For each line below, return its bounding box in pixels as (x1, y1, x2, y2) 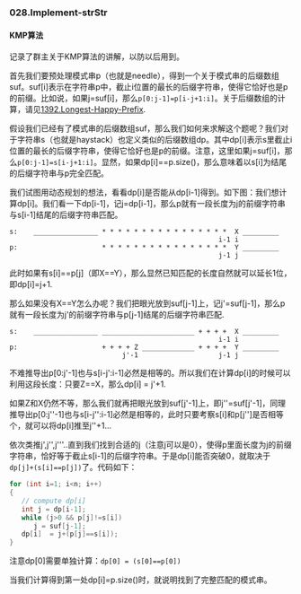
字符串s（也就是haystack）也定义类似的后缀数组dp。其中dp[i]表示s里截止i (16, 135, 293, 145)
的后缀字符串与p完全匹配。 (9, 168, 110, 179)
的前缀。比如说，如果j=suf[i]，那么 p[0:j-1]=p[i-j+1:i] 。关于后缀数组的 (9, 92, 279, 104)
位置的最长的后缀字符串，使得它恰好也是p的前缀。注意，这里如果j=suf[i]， (9, 145, 285, 156)
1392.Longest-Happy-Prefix (40, 104, 144, 115)
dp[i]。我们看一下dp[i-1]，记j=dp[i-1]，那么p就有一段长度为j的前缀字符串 (16, 198, 286, 209)
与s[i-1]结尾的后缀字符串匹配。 (9, 209, 123, 221)
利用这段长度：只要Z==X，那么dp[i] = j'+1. (9, 379, 166, 389)
